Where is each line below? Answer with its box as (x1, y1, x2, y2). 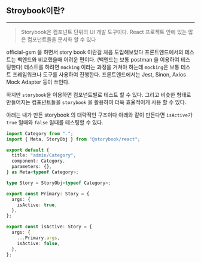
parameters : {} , (11, 164, 52, 170)
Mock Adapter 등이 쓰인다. (6, 78, 70, 85)
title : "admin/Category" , (11, 152, 77, 158)
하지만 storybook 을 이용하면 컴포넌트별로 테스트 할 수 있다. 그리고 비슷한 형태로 (6, 91, 191, 98)
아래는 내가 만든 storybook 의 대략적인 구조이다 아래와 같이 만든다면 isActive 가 (6, 111, 193, 118)
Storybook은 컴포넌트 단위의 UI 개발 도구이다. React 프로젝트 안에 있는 (20, 28, 187, 35)
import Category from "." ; (6, 130, 74, 136)
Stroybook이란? (6, 5, 65, 16)
